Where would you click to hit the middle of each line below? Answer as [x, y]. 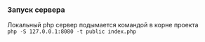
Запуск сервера [36, 10]
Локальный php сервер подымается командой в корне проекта [103, 25]
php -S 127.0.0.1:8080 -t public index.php [72, 32]
